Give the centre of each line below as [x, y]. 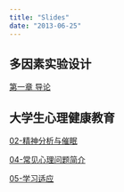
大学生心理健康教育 [62, 118]
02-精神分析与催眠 [43, 141]
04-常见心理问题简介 [48, 160]
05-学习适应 [32, 179]
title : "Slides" [39, 17]
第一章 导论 [30, 87]
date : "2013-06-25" [45, 26]
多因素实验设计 [50, 64]
